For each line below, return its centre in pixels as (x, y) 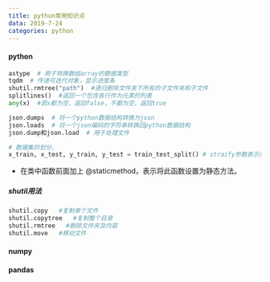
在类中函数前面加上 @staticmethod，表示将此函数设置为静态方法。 (131, 171)
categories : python (41, 31)
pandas (21, 269)
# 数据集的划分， (33, 147)
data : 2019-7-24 (35, 23)
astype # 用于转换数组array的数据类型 (68, 73)
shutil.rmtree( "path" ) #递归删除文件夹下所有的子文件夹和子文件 (108, 88)
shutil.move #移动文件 (47, 233)
